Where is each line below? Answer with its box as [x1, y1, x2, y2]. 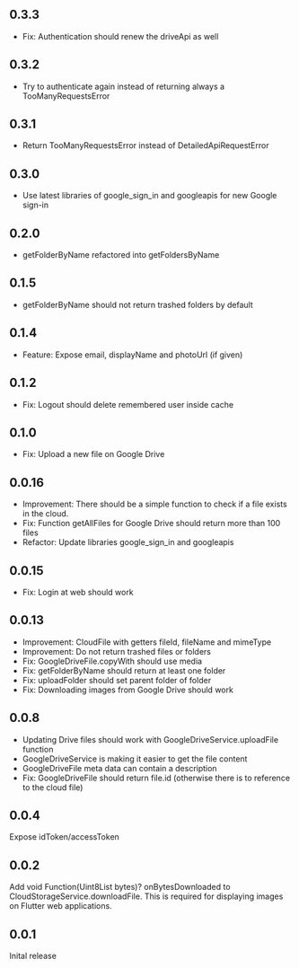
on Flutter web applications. [9, 901, 112, 911]
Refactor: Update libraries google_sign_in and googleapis [22, 537, 234, 548]
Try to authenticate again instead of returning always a [22, 81, 225, 92]
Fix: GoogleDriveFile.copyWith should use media [22, 656, 203, 666]
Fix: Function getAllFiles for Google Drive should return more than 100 [22, 518, 281, 529]
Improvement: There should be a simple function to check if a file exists [22, 498, 287, 510]
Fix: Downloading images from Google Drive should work [22, 684, 233, 695]
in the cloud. [22, 508, 69, 519]
